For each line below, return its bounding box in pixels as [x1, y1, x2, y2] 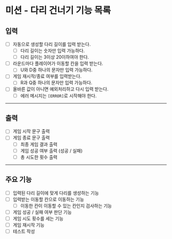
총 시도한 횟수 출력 [20, 154, 58, 160]
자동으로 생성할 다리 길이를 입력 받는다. [12, 41, 91, 47]
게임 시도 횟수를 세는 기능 [12, 215, 64, 222]
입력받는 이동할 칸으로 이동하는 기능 [12, 196, 84, 202]
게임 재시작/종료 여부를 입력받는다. [12, 73, 82, 79]
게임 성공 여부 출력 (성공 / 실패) [20, 147, 83, 154]
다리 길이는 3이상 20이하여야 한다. [20, 54, 89, 60]
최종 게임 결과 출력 [20, 141, 58, 147]
